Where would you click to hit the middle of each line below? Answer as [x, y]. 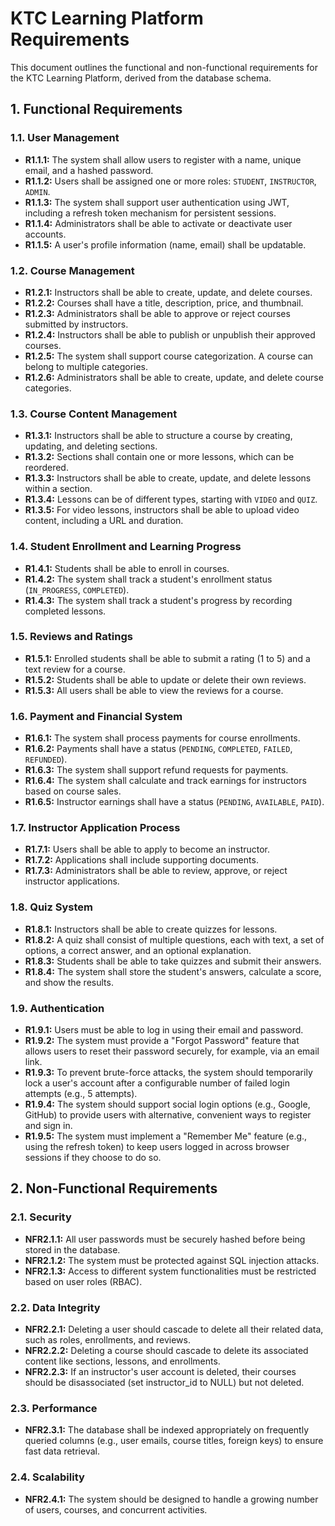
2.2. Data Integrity [55, 1307]
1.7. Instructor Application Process [95, 828]
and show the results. [69, 982]
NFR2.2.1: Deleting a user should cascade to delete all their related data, [174, 1329]
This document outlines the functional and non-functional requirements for [164, 67]
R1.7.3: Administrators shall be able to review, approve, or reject [156, 871]
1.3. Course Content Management [94, 414]
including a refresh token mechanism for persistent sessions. [150, 213]
